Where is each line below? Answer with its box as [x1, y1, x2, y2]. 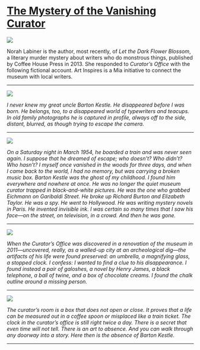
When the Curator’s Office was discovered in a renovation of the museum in [7, 240, 193, 247]
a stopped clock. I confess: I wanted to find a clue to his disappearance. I [7, 259, 187, 266]
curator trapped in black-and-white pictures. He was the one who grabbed [7, 186, 191, 193]
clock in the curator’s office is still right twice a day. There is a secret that [7, 318, 187, 326]
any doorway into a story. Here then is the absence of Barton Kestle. [7, 332, 174, 339]
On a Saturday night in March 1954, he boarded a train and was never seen [7, 148, 192, 155]
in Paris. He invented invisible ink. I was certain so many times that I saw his [7, 205, 193, 212]
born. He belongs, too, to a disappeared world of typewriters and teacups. [7, 107, 189, 114]
